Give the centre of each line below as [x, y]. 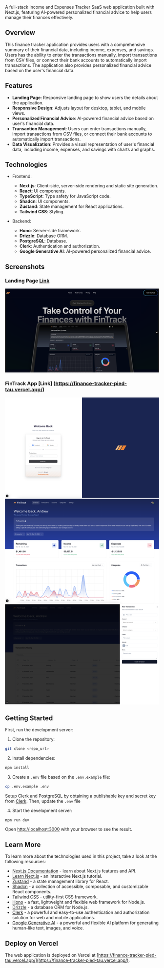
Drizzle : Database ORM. [44, 236]
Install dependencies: [34, 758]
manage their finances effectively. [39, 17]
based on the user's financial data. [40, 70]
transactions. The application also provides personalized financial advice [78, 65]
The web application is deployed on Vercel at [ [52, 955]
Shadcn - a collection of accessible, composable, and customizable [80, 887]
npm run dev [17, 820]
